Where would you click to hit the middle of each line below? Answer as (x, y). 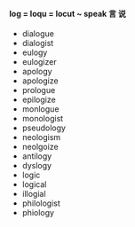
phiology (38, 213)
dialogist (38, 43)
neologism (41, 137)
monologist (43, 119)
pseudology (44, 128)
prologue (39, 90)
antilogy (37, 156)
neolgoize (40, 147)
